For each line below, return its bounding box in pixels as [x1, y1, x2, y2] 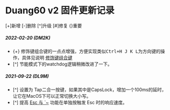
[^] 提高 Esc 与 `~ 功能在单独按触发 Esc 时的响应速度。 [12, 99, 128, 105]
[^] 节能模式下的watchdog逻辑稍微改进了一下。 [12, 61, 112, 67]
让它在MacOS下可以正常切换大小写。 [12, 93, 91, 99]
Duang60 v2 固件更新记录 [5, 5, 115, 16]
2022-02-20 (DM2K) [5, 34, 51, 41]
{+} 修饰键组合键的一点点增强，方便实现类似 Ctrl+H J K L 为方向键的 [12, 48, 161, 54]
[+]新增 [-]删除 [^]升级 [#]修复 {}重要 [5, 23, 82, 29]
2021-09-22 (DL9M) [5, 73, 50, 79]
